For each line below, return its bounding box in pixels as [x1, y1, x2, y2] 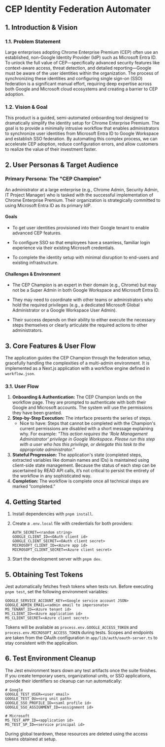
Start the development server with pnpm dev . [12, 556, 102, 562]
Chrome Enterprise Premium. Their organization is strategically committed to [5, 197, 161, 203]
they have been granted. [12, 410, 63, 416]
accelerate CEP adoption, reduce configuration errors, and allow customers [5, 141, 159, 147]
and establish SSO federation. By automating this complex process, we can [5, 136, 158, 142]
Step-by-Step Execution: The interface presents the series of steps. [12, 415, 152, 421]
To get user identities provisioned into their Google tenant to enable [12, 225, 149, 231]
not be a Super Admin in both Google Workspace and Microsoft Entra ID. [12, 287, 160, 293]
